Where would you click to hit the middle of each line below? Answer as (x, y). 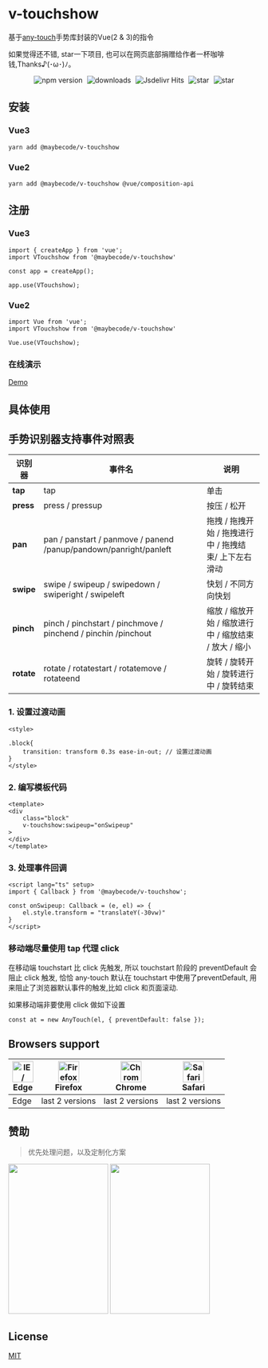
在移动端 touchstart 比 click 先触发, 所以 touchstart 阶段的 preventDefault (128, 967)
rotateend (62, 678)
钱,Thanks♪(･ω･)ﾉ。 (42, 64)
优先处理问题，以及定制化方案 (77, 1152)
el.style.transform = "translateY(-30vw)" (94, 913)
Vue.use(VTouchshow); (44, 342)
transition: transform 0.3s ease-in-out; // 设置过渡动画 (117, 752)
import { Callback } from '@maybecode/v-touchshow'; (98, 892)
